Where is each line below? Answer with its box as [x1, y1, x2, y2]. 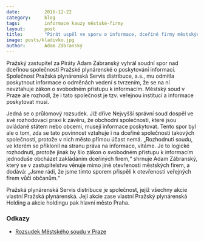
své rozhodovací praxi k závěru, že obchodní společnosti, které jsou [6, 116, 177, 123]
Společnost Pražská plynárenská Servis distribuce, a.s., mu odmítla [6, 72, 175, 80]
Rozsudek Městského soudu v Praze [15, 228, 107, 236]
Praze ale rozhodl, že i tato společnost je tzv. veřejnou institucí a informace [6, 92, 194, 99]
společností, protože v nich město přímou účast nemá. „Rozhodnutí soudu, [6, 135, 193, 143]
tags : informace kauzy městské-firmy [6, 20, 123, 26]
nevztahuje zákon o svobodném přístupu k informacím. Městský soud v [6, 85, 185, 92]
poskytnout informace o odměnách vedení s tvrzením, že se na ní [6, 78, 170, 86]
